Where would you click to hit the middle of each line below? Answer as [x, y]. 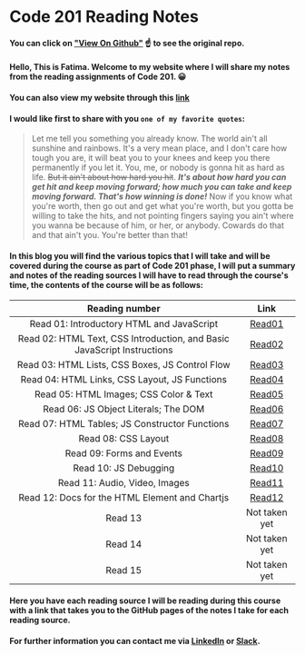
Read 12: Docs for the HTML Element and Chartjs [124, 498]
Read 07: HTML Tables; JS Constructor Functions [123, 424]
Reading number [123, 309]
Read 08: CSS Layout [124, 439]
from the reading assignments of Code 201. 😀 [98, 77]
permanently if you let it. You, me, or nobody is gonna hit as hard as [158, 168]
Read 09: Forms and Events [124, 453]
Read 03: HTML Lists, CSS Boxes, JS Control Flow [123, 365]
